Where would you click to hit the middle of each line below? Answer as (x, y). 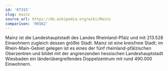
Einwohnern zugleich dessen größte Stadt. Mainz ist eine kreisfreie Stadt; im (84, 43)
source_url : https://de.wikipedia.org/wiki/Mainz (58, 19)
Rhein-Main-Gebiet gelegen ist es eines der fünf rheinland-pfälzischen (78, 48)
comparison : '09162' (27, 24)
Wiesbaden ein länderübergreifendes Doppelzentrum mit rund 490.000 (79, 59)
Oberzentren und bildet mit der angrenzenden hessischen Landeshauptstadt (84, 54)
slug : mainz (18, 14)
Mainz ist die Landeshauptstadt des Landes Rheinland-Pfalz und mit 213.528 (84, 38)
